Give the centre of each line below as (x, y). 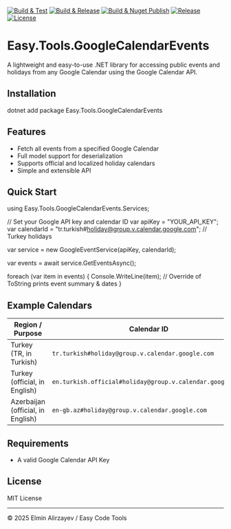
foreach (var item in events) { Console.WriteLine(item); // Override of (104, 277)
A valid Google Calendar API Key (63, 460)
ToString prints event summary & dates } (64, 284)
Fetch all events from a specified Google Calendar (88, 149)
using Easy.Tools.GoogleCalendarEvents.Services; (78, 208)
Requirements (38, 443)
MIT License (25, 498)
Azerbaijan (28, 402)
